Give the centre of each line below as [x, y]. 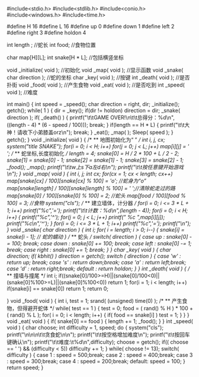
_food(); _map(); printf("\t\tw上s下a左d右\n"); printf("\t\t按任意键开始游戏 [95, 167]
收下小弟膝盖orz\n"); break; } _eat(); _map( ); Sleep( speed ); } [98, 132]
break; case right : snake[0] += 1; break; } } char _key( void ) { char [89, 250]
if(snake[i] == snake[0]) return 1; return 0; [58, 289]
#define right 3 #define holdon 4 [46, 33]
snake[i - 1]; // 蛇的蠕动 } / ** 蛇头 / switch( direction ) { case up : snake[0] [97, 237]
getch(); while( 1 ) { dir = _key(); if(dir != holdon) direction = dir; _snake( [94, 110]
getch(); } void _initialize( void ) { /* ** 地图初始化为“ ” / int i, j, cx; [86, 140]
